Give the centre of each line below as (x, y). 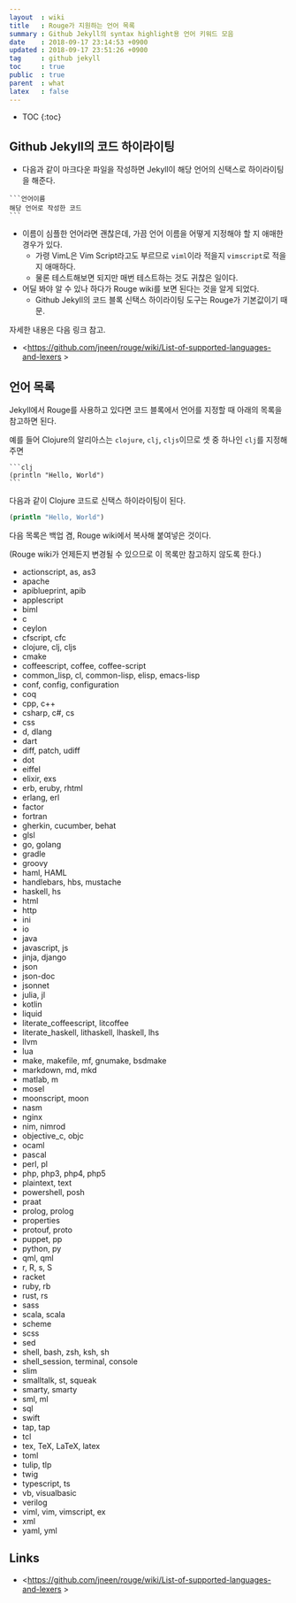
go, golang (42, 844)
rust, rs (35, 1296)
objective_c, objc (53, 1136)
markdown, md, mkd (59, 1070)
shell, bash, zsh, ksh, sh (65, 1352)
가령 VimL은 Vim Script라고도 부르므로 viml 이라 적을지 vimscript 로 (152, 256)
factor (33, 807)
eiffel (31, 769)
